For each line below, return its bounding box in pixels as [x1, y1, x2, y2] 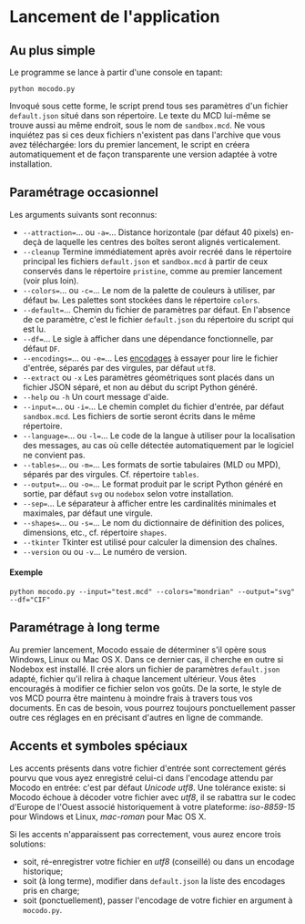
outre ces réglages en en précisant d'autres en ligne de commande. [9, 712, 264, 723]
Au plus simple [9, 43, 96, 58]
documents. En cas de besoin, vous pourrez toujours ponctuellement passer [9, 702, 296, 713]
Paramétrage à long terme [9, 620, 160, 635]
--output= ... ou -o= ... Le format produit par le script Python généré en [22, 478, 284, 489]
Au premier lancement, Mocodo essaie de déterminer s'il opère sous [9, 644, 267, 655]
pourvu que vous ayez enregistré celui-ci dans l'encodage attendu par [9, 772, 274, 783]
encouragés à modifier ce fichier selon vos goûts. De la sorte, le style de [9, 683, 282, 693]
